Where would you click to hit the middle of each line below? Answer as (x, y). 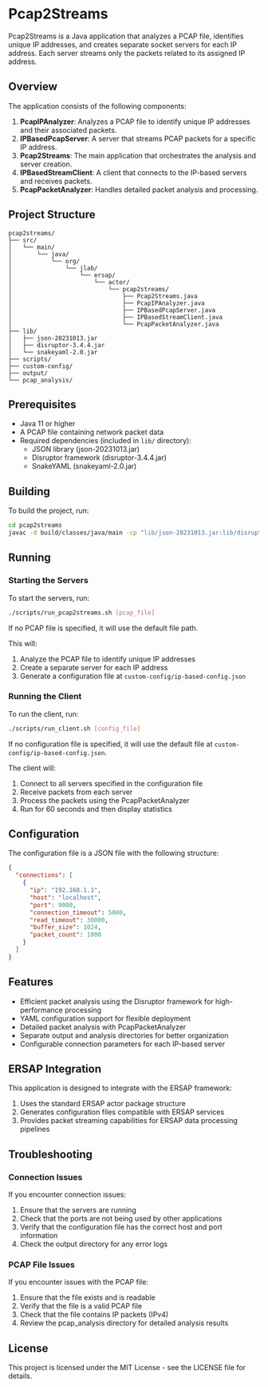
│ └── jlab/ (53, 268)
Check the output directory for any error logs (94, 1244)
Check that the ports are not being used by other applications (121, 1219)
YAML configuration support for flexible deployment (105, 1018)
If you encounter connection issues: (67, 1195)
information (39, 1236)
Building (29, 492)
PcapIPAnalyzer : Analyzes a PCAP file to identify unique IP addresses (135, 122)
